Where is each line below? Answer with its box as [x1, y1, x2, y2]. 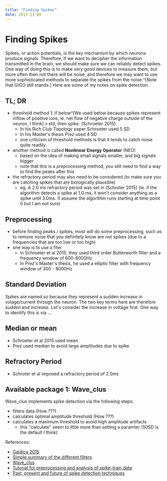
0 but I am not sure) [19, 201, 61, 207]
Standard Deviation [5, 280, 66, 289]
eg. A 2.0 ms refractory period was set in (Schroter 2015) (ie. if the [19, 185, 157, 191]
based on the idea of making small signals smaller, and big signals [19, 152, 156, 158]
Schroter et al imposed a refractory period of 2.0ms [12, 371, 119, 377]
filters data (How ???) [12, 408, 56, 414]
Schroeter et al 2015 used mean [12, 337, 78, 344]
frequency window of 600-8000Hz [19, 255, 92, 261]
